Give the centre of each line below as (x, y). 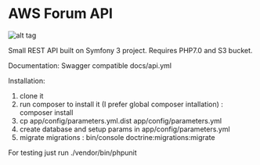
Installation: (27, 81)
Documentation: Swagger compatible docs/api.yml (90, 65)
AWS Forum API (61, 14)
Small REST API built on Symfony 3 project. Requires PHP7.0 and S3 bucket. (130, 50)
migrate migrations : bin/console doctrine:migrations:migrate (117, 137)
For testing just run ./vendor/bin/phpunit (72, 152)
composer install (46, 112)
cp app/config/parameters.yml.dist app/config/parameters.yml (120, 120)
